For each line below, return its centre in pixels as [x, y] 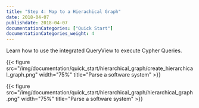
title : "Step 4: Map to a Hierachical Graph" [63, 12]
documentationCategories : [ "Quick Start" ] [60, 28]
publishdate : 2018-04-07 [37, 23]
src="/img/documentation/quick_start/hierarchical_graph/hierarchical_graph [100, 93]
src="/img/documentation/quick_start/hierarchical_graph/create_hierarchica [100, 68]
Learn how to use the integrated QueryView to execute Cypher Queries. [94, 50]
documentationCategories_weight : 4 [50, 34]
